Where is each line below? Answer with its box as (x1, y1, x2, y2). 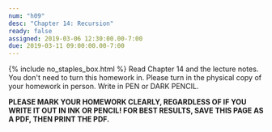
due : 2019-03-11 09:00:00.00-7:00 (8, 42, 125, 50)
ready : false (8, 27, 53, 35)
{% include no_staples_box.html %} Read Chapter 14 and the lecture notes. (8, 64, 259, 74)
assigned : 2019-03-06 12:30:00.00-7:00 (8, 34, 143, 43)
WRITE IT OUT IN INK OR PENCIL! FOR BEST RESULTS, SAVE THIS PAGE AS (8, 106, 264, 116)
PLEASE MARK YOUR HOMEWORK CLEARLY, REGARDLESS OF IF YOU (8, 97, 247, 107)
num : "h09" (8, 11, 45, 20)
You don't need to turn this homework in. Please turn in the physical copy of (8, 73, 261, 83)
